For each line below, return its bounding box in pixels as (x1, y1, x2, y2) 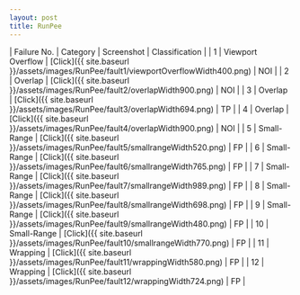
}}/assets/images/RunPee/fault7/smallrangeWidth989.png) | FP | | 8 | (9, 180, 265, 191)
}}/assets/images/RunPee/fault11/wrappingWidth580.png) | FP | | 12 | (9, 256, 265, 267)
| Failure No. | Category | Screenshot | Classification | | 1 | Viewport (9, 46, 258, 57)
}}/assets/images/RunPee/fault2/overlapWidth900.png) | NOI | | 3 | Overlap (9, 85, 288, 95)
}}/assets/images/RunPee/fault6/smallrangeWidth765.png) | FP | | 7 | (9, 161, 264, 172)
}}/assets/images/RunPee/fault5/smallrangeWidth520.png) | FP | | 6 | (9, 141, 265, 153)
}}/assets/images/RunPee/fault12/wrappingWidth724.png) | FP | (9, 275, 246, 286)
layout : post (9, 13, 58, 22)
